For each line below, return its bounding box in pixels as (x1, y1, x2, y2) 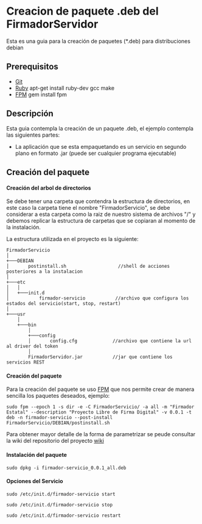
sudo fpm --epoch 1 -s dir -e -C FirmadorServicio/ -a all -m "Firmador (6, 404, 195, 410)
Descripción (6, 109, 54, 119)
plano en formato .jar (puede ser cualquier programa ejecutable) (15, 149, 176, 157)
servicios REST (6, 359, 45, 365)
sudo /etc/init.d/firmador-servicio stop (6, 501, 113, 508)
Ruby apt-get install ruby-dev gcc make (15, 84, 114, 92)
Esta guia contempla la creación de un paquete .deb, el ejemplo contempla (6, 124, 193, 132)
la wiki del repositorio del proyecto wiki (6, 437, 105, 445)
